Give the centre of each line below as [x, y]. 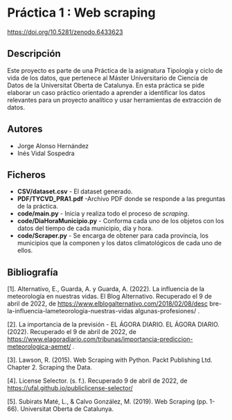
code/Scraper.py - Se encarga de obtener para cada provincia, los [113, 236]
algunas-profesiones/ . [167, 311]
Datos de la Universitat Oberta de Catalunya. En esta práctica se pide [106, 85]
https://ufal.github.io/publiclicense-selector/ [70, 388]
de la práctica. [38, 207]
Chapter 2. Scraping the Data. [50, 367]
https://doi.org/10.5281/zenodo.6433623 [65, 32]
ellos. [25, 250]
